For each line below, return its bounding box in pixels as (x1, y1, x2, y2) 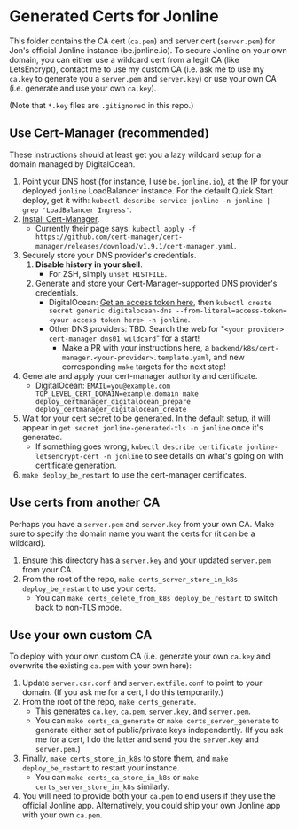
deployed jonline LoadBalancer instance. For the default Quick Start (21, 185, 273, 196)
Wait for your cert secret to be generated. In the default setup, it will (21, 413, 271, 423)
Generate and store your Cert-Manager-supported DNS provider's (35, 278, 278, 288)
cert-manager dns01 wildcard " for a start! (48, 333, 200, 343)
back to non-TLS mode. (35, 602, 122, 612)
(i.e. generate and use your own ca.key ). (9, 83, 157, 93)
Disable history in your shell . (35, 259, 144, 270)
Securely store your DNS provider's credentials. (21, 249, 197, 260)
